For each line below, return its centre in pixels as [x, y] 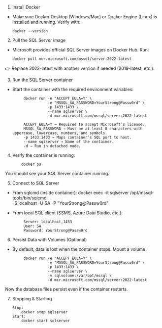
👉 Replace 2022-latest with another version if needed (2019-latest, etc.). [80, 68]
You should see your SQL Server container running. [57, 173]
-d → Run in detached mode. [52, 146]
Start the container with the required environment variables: [73, 89]
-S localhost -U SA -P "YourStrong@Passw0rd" [60, 203]
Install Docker [26, 7]
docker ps [31, 164]
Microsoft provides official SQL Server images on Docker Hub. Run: [81, 50]
